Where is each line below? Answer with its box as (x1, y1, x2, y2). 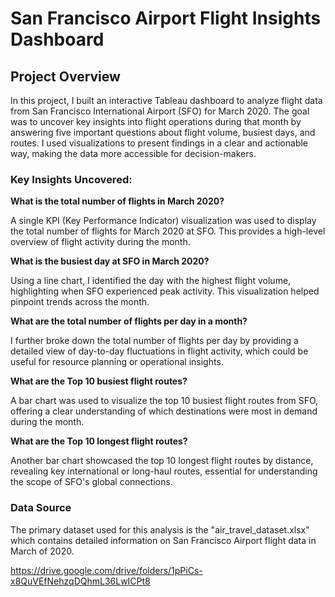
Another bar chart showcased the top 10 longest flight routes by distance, (10, 455, 314, 467)
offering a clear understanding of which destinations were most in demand (10, 405, 318, 417)
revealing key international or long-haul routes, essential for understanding (10, 465, 318, 477)
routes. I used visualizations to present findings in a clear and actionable (10, 137, 308, 149)
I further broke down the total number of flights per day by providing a (10, 335, 299, 347)
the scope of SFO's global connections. (10, 476, 173, 488)
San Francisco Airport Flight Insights (10, 7, 322, 30)
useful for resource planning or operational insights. (10, 356, 224, 368)
